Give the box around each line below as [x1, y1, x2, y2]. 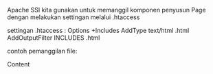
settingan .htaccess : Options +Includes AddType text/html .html [7, 27, 190, 34]
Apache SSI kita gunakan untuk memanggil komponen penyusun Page [7, 6, 206, 14]
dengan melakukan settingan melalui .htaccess [7, 13, 140, 21]
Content [7, 60, 30, 68]
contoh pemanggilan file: [7, 47, 78, 55]
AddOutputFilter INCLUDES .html [7, 34, 100, 42]
